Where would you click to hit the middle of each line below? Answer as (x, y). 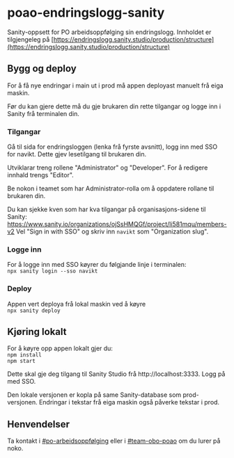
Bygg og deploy (42, 68)
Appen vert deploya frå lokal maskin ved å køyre (77, 304)
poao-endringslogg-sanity (86, 13)
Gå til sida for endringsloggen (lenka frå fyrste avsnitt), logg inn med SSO (112, 147)
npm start (22, 361)
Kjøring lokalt (37, 332)
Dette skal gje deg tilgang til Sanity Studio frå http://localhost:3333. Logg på (116, 374)
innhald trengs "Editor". (41, 175)
